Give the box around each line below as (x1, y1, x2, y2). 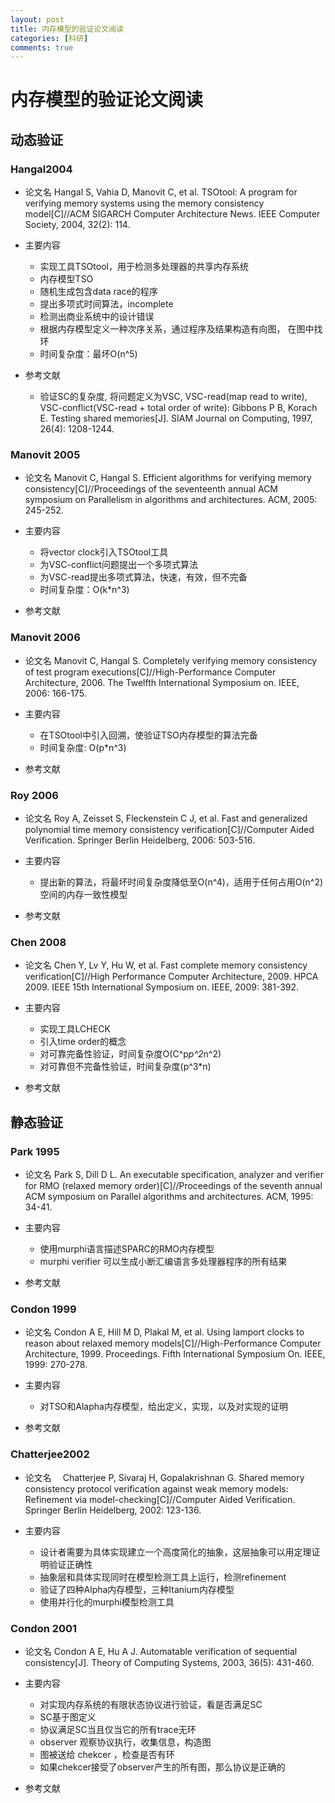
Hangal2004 (10, 162, 73, 176)
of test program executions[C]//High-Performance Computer (24, 666, 277, 678)
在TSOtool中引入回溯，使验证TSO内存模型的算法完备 (39, 729, 258, 741)
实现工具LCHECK (39, 1023, 111, 1035)
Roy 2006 (10, 788, 59, 802)
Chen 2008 (10, 935, 67, 949)
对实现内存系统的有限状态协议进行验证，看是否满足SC (39, 1698, 263, 1710)
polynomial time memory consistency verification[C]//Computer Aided (24, 824, 315, 836)
